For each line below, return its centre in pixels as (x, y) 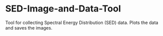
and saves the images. (29, 27)
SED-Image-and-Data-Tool (63, 9)
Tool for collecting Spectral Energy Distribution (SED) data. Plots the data (82, 22)
